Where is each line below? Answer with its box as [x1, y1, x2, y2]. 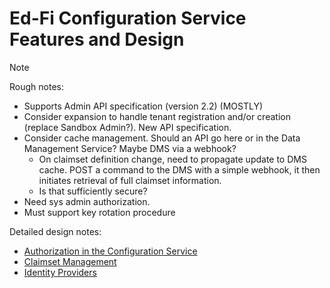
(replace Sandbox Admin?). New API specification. [23, 121, 232, 133]
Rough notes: [9, 80, 64, 92]
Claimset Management [23, 255, 117, 267]
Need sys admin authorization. [23, 195, 151, 207]
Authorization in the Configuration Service [23, 245, 198, 257]
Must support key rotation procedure [23, 206, 176, 218]
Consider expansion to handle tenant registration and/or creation [23, 110, 291, 122]
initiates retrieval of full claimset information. [38, 174, 222, 186]
